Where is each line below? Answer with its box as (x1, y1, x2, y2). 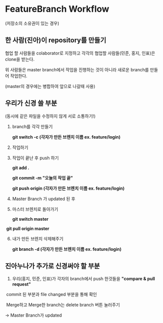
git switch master (12, 216, 49, 222)
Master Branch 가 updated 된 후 (12, 196, 76, 202)
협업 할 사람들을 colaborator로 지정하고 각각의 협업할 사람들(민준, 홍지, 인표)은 (5, 50, 156, 56)
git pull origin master (6, 225, 50, 232)
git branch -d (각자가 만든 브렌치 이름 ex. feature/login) (12, 246, 121, 252)
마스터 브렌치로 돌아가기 (12, 206, 59, 212)
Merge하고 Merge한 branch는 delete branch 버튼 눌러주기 (6, 302, 120, 308)
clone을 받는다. (5, 56, 35, 62)
